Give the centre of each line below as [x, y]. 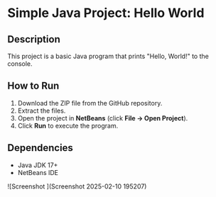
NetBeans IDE [38, 172]
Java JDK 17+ [38, 165]
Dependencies [40, 148]
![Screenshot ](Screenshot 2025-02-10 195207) [77, 186]
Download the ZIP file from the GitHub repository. [90, 103]
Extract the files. [42, 111]
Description [34, 39]
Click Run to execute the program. [68, 125]
